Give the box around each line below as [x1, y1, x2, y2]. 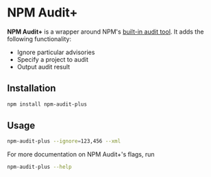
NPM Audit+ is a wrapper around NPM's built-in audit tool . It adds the [7, 27, 204, 36]
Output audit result [16, 62, 71, 71]
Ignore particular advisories [16, 48, 95, 56]
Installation [7, 82, 56, 94]
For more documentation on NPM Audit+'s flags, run [7, 150, 156, 158]
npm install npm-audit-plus [7, 101, 88, 108]
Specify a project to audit [16, 55, 89, 63]
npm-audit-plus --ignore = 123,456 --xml [7, 138, 121, 145]
